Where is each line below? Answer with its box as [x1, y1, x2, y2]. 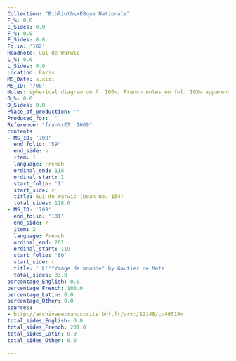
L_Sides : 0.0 [7, 63, 46, 70]
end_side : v [13, 147, 49, 155]
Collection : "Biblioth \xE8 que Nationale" [7, 10, 131, 18]
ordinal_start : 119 [13, 245, 71, 253]
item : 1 [13, 154, 37, 162]
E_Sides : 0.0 [7, 23, 46, 30]
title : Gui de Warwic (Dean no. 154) [13, 193, 124, 200]
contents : [7, 128, 37, 135]
